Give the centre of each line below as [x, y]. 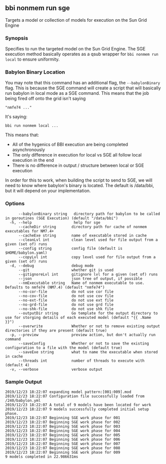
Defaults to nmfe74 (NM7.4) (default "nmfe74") [55, 287]
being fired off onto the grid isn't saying [45, 99]
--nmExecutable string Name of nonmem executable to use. [81, 283]
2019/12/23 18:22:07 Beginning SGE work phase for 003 [63, 426]
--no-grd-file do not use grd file [66, 305]
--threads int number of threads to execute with [81, 361]
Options [15, 203]
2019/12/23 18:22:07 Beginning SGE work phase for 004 [63, 431]
